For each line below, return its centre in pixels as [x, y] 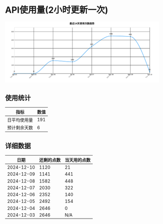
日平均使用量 [20, 120]
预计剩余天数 [20, 128]
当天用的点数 [78, 160]
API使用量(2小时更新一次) [57, 10]
